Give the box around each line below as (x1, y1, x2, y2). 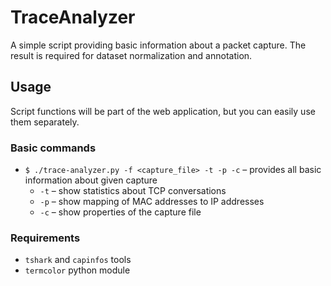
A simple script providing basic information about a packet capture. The (10, 39, 307, 51)
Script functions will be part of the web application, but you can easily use (10, 105, 316, 117)
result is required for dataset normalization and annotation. (10, 49, 253, 61)
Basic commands (10, 141, 97, 155)
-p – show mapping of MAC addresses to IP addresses (39, 196, 265, 208)
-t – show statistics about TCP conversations (39, 185, 227, 197)
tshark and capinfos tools (24, 254, 132, 266)
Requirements (10, 231, 81, 245)
